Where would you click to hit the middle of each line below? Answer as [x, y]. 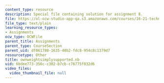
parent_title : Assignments [32, 41]
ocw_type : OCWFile [24, 37]
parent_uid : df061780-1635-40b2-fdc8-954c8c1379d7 [58, 50]
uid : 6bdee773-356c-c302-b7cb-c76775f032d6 [50, 64]
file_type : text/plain [28, 23]
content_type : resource [29, 10]
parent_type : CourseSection [34, 46]
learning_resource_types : [31, 28]
